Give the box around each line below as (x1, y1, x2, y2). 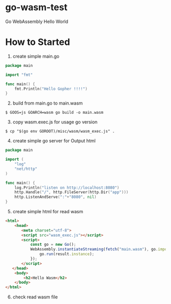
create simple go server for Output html (12, 138, 96, 144)
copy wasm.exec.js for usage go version (12, 119, 98, 125)
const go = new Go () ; (30, 242, 76, 247)
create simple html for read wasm (12, 209, 83, 214)
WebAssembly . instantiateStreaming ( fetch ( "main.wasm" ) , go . (30, 247, 158, 252)
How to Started (5, 36, 70, 48)
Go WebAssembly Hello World (5, 18, 69, 24)
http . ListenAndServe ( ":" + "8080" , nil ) (14, 194, 97, 200)
